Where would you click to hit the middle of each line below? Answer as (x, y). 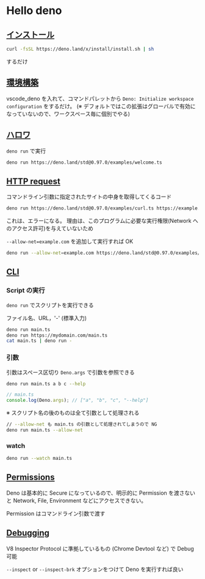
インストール (31, 35)
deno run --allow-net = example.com (50, 253)
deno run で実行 (26, 151)
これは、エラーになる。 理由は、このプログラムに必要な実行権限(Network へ (102, 221)
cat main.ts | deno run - (39, 341)
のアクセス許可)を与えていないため (50, 228)
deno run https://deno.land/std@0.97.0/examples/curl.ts (80, 208)
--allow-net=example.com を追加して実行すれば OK (70, 241)
